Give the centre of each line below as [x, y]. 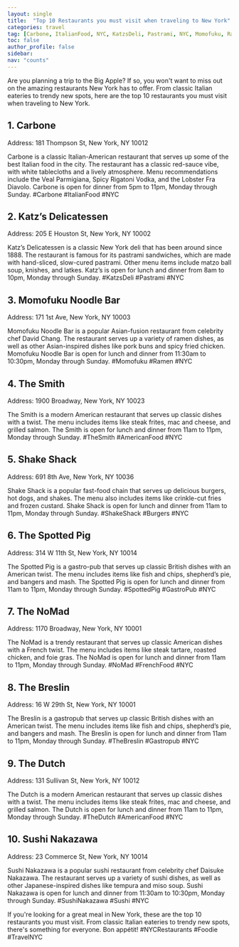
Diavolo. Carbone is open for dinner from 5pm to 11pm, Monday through [112, 186]
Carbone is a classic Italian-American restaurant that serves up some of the [118, 157]
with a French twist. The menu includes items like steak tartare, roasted [112, 650]
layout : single [30, 14]
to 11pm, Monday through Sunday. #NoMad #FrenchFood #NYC [100, 665]
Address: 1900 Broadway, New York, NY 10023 [76, 401]
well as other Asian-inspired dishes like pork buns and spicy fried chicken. [116, 346]
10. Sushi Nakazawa [53, 839]
